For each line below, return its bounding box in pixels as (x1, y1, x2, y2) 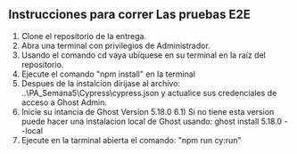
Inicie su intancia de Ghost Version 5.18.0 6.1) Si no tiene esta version (21, 106, 275, 117)
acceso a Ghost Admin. (21, 97, 108, 108)
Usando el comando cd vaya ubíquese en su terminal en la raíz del (21, 49, 267, 61)
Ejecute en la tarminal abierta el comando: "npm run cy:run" (21, 134, 242, 145)
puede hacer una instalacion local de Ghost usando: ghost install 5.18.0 (21, 116, 283, 126)
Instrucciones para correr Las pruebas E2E (8, 7, 252, 22)
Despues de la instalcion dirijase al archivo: (21, 77, 180, 88)
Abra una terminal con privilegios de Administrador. (21, 40, 210, 51)
